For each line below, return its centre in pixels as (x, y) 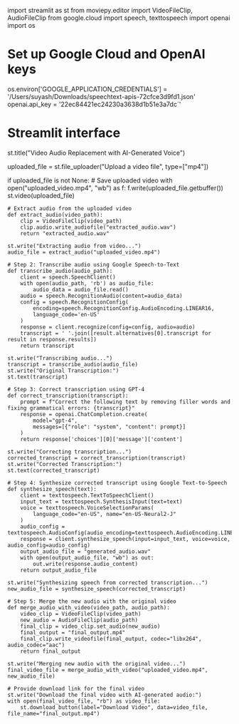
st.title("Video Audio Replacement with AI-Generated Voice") (96, 152)
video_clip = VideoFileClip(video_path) (81, 614)
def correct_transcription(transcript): (68, 395)
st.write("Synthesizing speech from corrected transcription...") (108, 583)
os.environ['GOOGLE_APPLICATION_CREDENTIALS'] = (87, 89)
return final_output (51, 651)
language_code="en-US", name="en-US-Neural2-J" (105, 514)
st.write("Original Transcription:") (63, 371)
